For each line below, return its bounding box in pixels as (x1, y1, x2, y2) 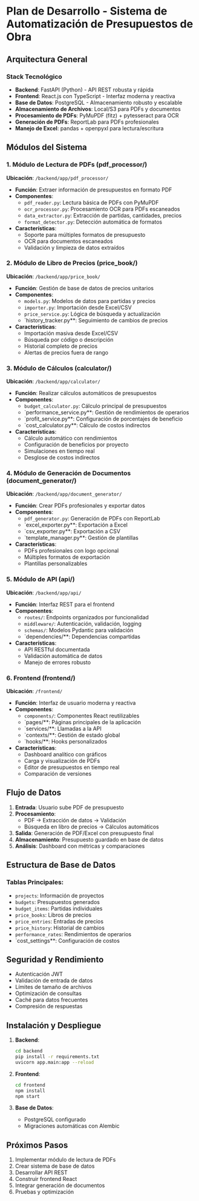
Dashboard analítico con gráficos (24, 751, 107, 758)
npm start (15, 1093, 41, 1099)
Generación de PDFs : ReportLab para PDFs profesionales (15, 118, 159, 125)
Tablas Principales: (6, 878, 64, 887)
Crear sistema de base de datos (15, 1162, 95, 1170)
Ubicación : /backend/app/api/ (6, 589, 82, 596)
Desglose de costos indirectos (24, 454, 100, 461)
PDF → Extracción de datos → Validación (24, 816, 126, 823)
